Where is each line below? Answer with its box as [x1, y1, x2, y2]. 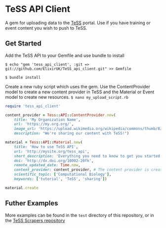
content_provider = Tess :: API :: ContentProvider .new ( [5, 113, 116, 117]
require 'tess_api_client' [5, 104, 61, 109]
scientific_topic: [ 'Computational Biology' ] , [14, 172, 112, 177]
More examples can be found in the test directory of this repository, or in [5, 212, 154, 218]
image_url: [14, 126, 37, 131]
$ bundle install [5, 75, 41, 80]
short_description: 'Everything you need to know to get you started [14, 153, 161, 158]
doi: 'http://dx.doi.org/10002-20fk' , [14, 158, 94, 163]
